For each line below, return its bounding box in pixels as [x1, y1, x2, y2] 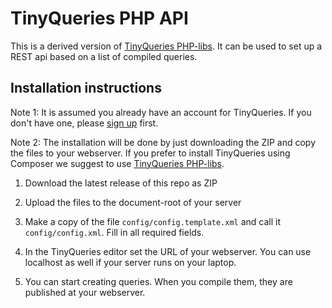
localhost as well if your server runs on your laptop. [24, 256, 237, 268]
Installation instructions [10, 80, 162, 97]
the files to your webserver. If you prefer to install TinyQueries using [10, 147, 291, 159]
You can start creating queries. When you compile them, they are [24, 275, 293, 287]
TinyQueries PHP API [10, 7, 189, 30]
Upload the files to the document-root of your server [24, 196, 242, 208]
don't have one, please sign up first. [10, 117, 159, 129]
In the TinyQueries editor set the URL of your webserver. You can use [24, 245, 312, 257]
